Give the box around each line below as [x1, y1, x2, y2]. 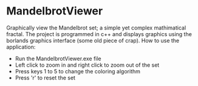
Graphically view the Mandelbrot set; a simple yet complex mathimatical [6, 24, 186, 31]
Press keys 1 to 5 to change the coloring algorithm [15, 67, 141, 75]
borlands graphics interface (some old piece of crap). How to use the [6, 37, 180, 44]
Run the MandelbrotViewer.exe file [15, 55, 101, 62]
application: [6, 43, 36, 51]
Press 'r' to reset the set [15, 74, 76, 81]
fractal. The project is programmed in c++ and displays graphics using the [6, 30, 193, 37]
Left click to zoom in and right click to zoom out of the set [15, 61, 160, 69]
